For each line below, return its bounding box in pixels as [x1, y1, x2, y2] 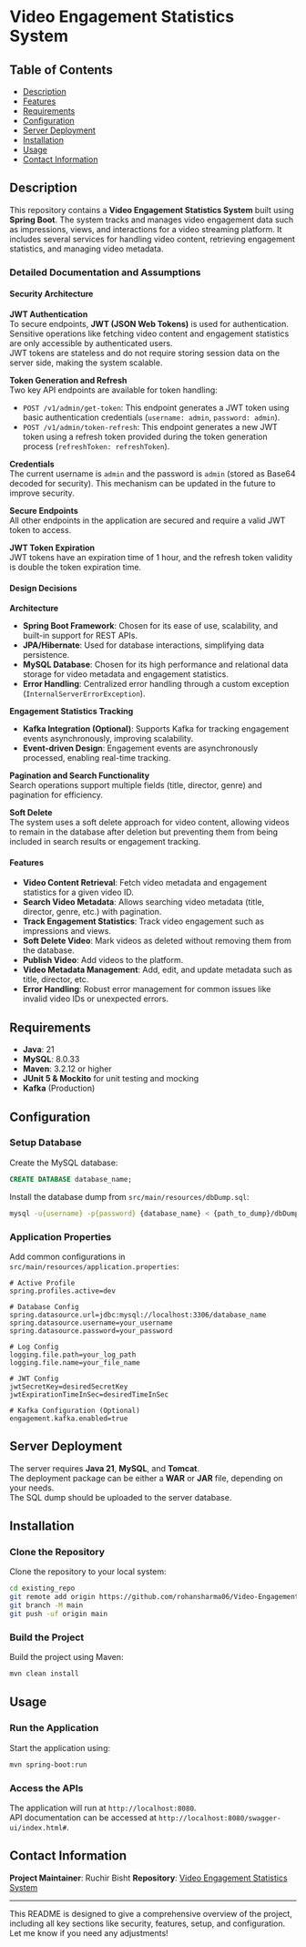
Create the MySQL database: [9, 1157, 118, 1168]
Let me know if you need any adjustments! [9, 1927, 168, 1938]
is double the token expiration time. [9, 561, 142, 572]
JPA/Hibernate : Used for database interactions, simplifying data [22, 640, 265, 651]
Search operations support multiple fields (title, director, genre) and [9, 780, 262, 791]
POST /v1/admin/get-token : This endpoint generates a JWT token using [22, 402, 290, 413]
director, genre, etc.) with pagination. [22, 907, 162, 917]
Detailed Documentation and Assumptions [9, 266, 201, 279]
